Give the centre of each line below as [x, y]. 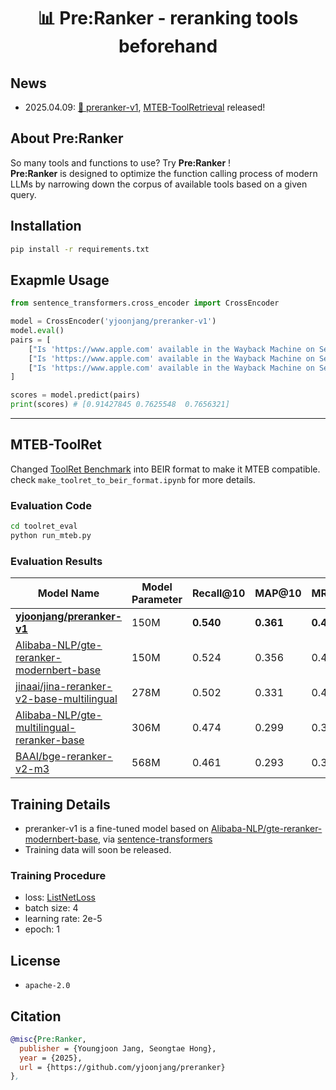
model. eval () [37, 331]
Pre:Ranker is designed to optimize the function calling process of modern [164, 173]
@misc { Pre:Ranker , [48, 1039]
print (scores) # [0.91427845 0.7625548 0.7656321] [120, 405]
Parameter [157, 600]
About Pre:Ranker [67, 138]
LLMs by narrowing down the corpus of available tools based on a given [159, 184]
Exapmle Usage [60, 280]
